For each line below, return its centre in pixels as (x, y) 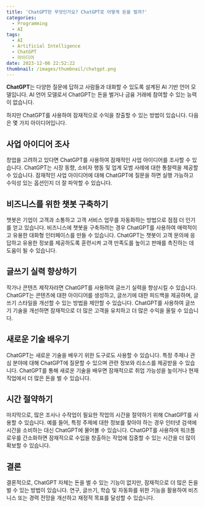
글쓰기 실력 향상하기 (42, 272)
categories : (21, 18)
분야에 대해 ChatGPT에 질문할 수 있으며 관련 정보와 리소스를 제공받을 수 (98, 363)
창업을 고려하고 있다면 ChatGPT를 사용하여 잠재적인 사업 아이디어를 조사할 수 (99, 160)
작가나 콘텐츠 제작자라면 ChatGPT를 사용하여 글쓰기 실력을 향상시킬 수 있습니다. (102, 287)
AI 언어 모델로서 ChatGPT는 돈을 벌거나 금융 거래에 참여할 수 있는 (107, 95)
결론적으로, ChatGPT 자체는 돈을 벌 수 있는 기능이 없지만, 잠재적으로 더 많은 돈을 (102, 483)
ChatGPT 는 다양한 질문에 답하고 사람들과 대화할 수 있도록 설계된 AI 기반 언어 (98, 87)
